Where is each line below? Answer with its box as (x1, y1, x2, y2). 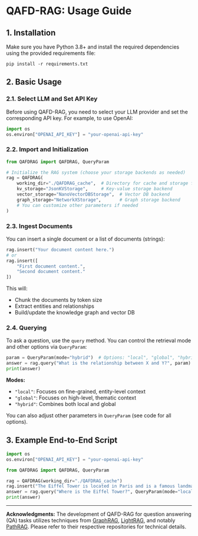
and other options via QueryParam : (6, 343, 87, 350)
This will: (6, 285, 28, 292)
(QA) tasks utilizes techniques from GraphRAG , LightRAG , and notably (6, 517, 176, 524)
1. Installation (6, 28, 56, 38)
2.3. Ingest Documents (6, 222, 72, 230)
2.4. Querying (6, 324, 47, 332)
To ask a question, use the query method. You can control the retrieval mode (6, 337, 192, 344)
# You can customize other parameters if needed (16, 202, 138, 208)
